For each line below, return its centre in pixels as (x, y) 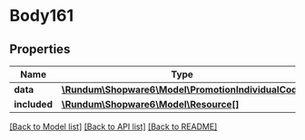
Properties (40, 49)
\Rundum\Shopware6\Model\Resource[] (150, 104)
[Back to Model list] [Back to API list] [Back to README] (113, 126)
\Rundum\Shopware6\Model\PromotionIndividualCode (182, 89)
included (33, 104)
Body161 (42, 16)
